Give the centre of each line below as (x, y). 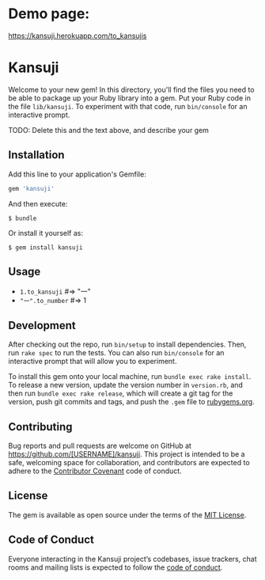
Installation (36, 155)
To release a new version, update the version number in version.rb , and (126, 385)
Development (42, 325)
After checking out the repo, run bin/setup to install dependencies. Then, (127, 344)
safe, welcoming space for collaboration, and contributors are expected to (129, 462)
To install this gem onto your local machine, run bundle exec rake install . (130, 377)
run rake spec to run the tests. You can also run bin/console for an (116, 353)
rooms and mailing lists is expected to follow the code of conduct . (115, 567)
